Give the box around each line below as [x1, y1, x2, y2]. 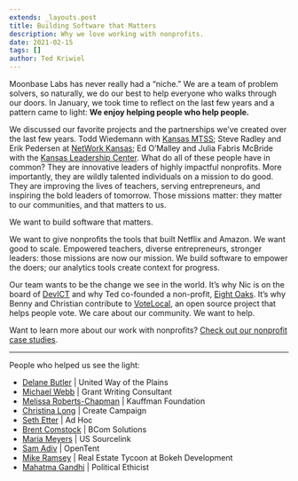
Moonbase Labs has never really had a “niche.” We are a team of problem [9, 79, 278, 89]
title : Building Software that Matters [9, 21, 157, 30]
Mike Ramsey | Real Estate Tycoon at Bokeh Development [21, 453, 233, 462]
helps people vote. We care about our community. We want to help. [9, 308, 255, 318]
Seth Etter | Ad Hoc [21, 414, 93, 425]
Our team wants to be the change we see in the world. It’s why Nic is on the [9, 280, 286, 289]
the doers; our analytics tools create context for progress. [9, 263, 220, 272]
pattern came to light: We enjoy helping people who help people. [9, 107, 250, 117]
